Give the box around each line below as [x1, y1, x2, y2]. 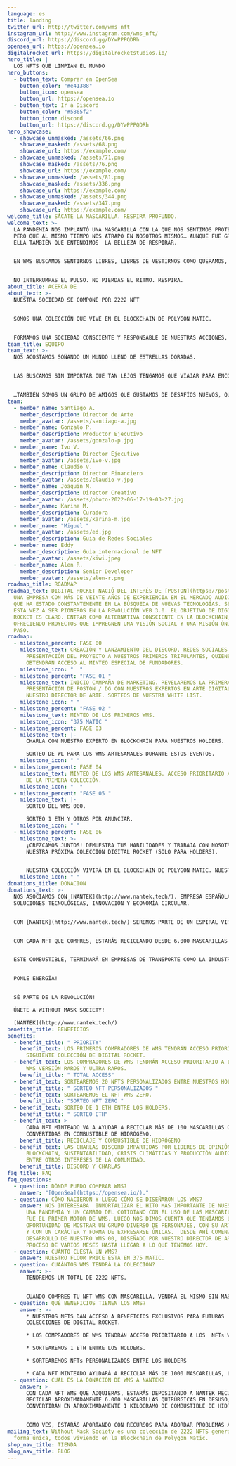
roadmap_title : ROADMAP [7, 581, 77, 588]
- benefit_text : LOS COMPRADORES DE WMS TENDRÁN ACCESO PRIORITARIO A [13, 1059, 225, 1066]
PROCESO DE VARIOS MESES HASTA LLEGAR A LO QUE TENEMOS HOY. [25, 1242, 209, 1249]
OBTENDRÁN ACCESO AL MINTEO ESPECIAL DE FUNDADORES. [25, 659, 184, 667]
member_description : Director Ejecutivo [20, 450, 140, 457]
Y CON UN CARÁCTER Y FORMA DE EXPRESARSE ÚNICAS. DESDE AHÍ [25, 1228, 209, 1235]
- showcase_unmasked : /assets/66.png [13, 134, 124, 141]
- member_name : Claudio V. [13, 463, 93, 470]
